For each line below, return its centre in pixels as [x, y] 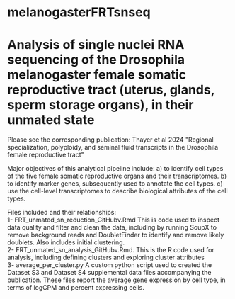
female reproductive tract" [46, 155]
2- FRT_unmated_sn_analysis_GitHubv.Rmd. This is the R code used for [111, 250]
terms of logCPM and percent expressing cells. [76, 288]
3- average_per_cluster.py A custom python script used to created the [110, 265]
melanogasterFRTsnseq [79, 12]
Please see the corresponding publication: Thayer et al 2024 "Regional [110, 140]
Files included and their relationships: [62, 213]
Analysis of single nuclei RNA [96, 45]
